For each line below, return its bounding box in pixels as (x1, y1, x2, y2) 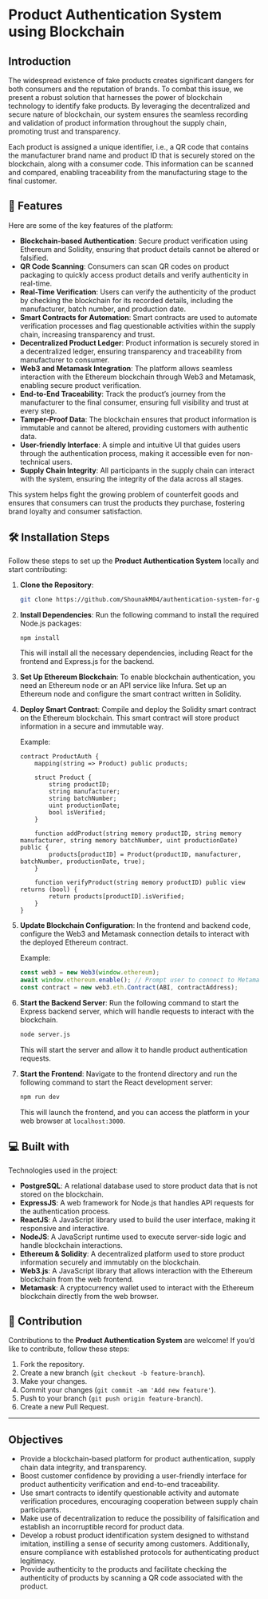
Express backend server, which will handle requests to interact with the (19, 1006, 254, 1016)
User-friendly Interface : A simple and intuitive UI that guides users (19, 440, 241, 450)
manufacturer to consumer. (19, 354, 110, 365)
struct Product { (34, 774, 92, 782)
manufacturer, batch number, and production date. (19, 304, 187, 314)
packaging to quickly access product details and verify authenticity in (19, 270, 249, 279)
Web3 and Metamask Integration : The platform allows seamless (19, 363, 233, 373)
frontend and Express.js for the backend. (19, 657, 155, 666)
